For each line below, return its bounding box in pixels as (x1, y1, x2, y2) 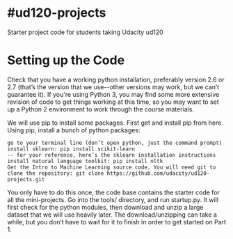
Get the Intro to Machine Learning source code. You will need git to (7, 164, 216, 171)
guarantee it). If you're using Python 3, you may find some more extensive (7, 90, 220, 98)
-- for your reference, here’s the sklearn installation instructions (7, 151, 216, 158)
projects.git (7, 176, 45, 183)
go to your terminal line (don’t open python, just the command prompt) (7, 139, 223, 146)
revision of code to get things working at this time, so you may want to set (7, 98, 219, 106)
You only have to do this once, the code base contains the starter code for (7, 188, 220, 196)
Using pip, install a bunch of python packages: (7, 125, 140, 134)
